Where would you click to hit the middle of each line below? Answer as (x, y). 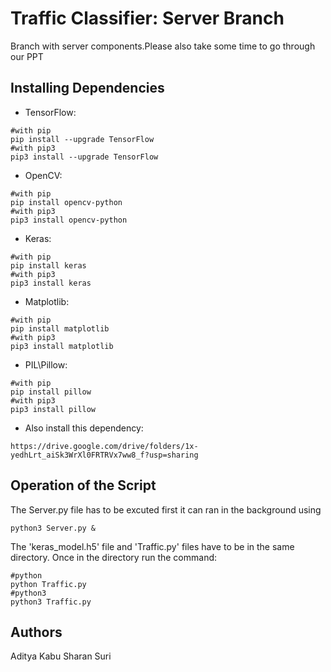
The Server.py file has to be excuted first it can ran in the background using (166, 509)
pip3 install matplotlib (62, 346)
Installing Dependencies (87, 88)
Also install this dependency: (84, 428)
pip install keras (48, 265)
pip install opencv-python (66, 202)
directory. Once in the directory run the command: (114, 557)
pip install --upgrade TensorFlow (82, 139)
